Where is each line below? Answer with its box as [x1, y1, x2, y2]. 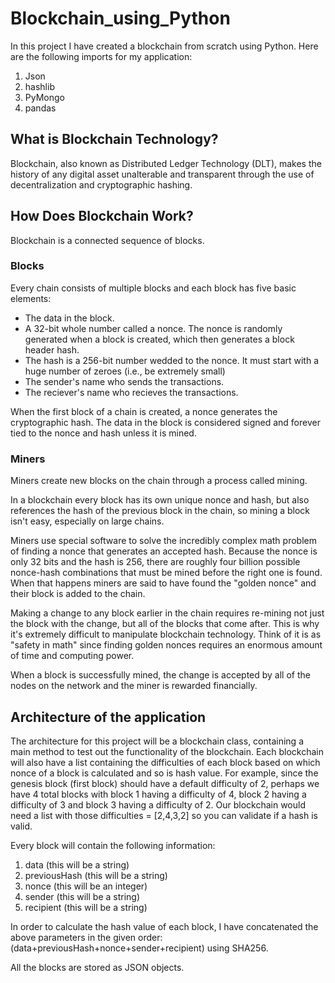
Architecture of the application [10, 708, 207, 726]
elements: [10, 292, 52, 304]
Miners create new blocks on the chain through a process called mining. [10, 475, 308, 487]
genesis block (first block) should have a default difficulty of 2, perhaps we [10, 777, 320, 789]
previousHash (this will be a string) [24, 869, 168, 881]
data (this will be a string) [24, 858, 130, 871]
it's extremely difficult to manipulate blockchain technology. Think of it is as [10, 628, 322, 641]
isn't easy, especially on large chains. [10, 515, 165, 527]
